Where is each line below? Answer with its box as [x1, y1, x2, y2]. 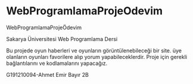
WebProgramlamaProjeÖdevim [6, 24, 82, 31]
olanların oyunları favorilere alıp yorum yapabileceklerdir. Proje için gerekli [6, 53, 188, 60]
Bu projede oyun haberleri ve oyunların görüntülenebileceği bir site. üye [6, 46, 182, 54]
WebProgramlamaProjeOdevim [6, 4, 163, 18]
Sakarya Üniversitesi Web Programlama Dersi [6, 35, 118, 42]
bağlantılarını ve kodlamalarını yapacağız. [6, 60, 108, 67]
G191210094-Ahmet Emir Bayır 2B [6, 71, 89, 78]
